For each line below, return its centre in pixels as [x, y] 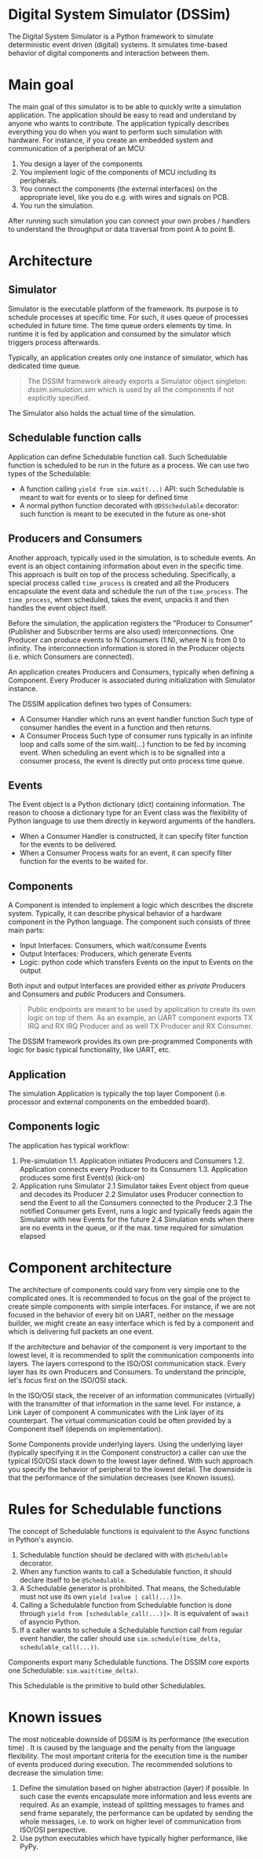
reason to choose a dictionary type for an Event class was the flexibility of [128, 813]
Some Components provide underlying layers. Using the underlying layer [126, 1444]
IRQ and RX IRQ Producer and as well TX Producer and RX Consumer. [140, 1026]
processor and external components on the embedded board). [109, 1101]
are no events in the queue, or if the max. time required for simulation [131, 1227]
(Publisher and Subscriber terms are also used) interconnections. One [121, 631]
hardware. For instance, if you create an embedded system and [111, 140]
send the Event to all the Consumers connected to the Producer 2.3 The [136, 1203]
